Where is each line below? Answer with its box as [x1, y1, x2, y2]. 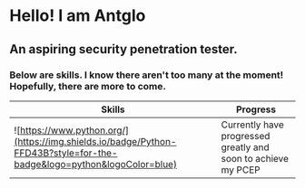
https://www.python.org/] [19, 124, 130, 136]
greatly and [221, 141, 270, 154]
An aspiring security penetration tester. [9, 42, 238, 57]
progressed [221, 129, 271, 142]
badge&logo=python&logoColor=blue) [14, 157, 177, 170]
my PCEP [221, 164, 261, 176]
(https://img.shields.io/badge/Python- [14, 135, 177, 147]
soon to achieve [221, 152, 289, 164]
